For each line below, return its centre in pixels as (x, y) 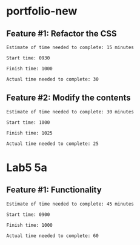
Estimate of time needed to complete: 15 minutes (70, 47)
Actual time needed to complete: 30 (52, 79)
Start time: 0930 (28, 58)
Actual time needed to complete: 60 (52, 236)
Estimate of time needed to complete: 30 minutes (70, 112)
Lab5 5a (27, 167)
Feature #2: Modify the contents (69, 98)
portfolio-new (42, 11)
